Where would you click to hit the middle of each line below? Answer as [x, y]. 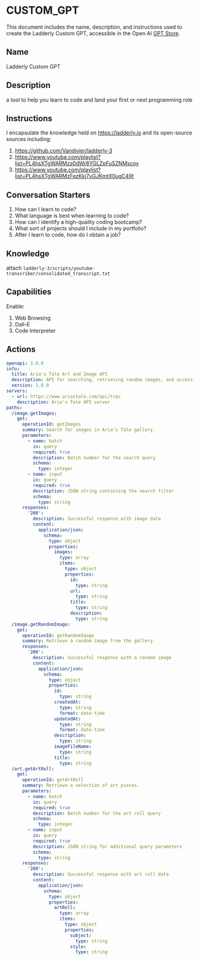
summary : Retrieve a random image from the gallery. [89, 641]
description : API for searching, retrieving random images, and [93, 380]
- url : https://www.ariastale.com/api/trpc [66, 396]
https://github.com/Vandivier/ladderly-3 [63, 151]
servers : [17, 391]
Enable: [15, 306]
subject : [81, 935]
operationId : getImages [51, 424]
